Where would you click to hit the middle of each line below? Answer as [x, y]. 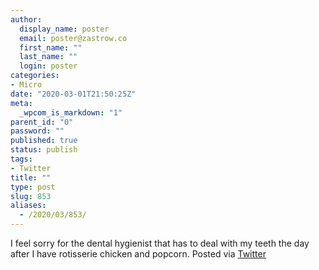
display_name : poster [64, 29]
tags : [21, 159]
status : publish [44, 150]
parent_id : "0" [42, 122]
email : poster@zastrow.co [73, 38]
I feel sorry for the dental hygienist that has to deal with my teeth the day [160, 243]
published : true [44, 141]
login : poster [48, 66]
